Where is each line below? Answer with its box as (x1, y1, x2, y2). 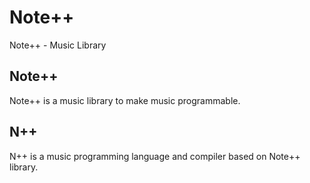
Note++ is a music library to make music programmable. (9, 94, 241, 106)
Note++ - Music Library (9, 39, 107, 51)
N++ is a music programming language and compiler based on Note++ (9, 150, 301, 162)
